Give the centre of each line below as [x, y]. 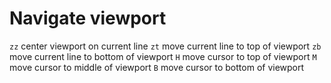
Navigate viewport [88, 18]
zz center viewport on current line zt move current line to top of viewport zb [165, 46]
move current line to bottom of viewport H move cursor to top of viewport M [163, 56]
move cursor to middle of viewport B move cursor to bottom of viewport [157, 67]
